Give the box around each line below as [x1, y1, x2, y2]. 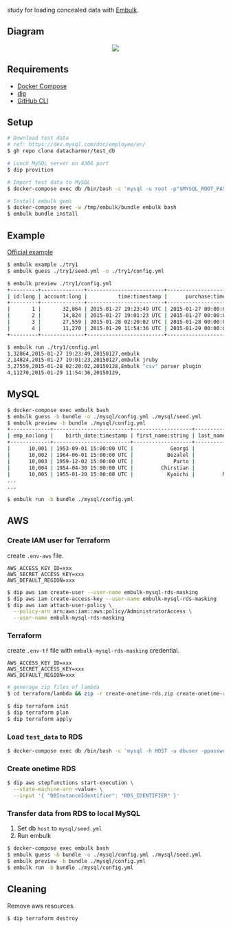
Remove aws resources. [7, 901, 76, 910]
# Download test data [7, 134, 69, 142]
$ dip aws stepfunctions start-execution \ [7, 779, 134, 786]
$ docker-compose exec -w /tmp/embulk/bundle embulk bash [7, 204, 177, 211]
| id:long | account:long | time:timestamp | [7, 293, 168, 300]
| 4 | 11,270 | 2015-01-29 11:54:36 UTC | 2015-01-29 [7, 325, 201, 331]
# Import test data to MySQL [7, 178, 91, 185]
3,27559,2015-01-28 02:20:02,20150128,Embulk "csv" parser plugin [7, 363, 201, 370]
